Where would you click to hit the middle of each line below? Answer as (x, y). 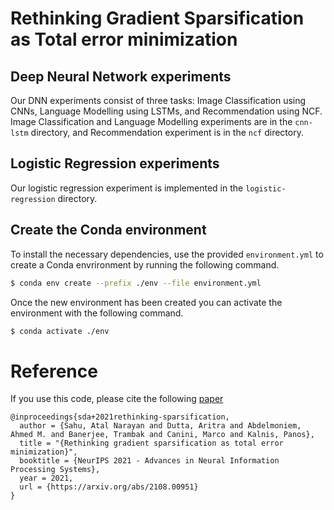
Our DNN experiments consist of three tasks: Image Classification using (158, 100)
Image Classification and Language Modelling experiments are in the (151, 121)
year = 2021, (46, 478)
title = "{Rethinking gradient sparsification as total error (151, 443)
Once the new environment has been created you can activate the (146, 302)
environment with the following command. (97, 313)
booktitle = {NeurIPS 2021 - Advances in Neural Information (149, 461)
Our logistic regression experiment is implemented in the (127, 188)
